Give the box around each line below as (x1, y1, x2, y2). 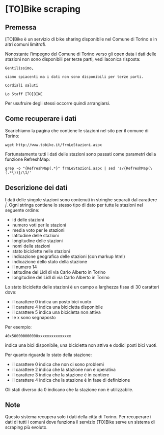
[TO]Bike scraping (5, 3, 81, 15)
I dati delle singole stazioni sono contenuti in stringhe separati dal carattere (5, 196, 157, 203)
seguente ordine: (5, 207, 40, 213)
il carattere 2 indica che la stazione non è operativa (12, 366, 116, 372)
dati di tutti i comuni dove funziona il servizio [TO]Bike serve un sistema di (5, 419, 155, 425)
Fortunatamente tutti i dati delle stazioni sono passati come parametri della (5, 151, 156, 157)
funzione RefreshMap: (5, 156, 50, 162)
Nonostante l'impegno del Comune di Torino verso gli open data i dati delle (5, 51, 157, 57)
